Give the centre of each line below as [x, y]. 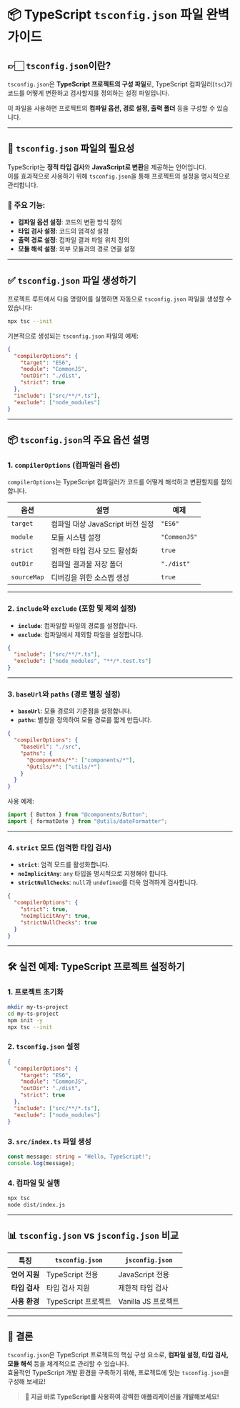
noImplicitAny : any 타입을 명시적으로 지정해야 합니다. [93, 874]
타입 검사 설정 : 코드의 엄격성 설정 [63, 231]
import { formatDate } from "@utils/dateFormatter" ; [87, 822]
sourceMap [27, 577]
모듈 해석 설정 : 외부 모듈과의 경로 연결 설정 [76, 249]
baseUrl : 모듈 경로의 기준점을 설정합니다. [75, 711]
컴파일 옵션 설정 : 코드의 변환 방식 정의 [70, 222]
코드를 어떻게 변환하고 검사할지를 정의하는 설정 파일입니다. [89, 93]
